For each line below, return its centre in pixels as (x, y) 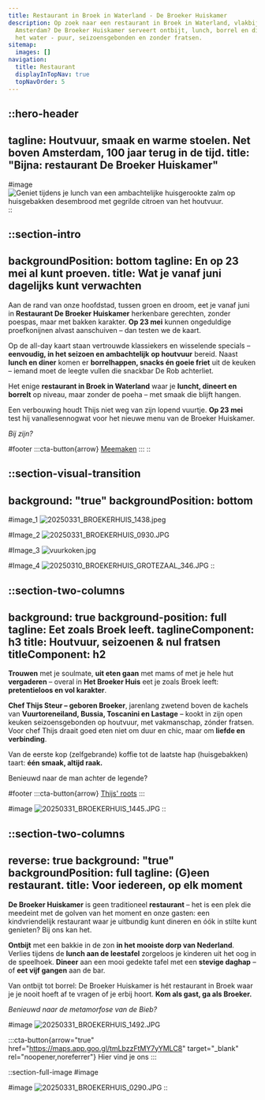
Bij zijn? (21, 433)
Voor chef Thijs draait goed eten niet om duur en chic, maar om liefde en (127, 731)
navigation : (28, 60)
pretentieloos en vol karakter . (58, 690)
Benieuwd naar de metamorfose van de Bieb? (83, 1009)
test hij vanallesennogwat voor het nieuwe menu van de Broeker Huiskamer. (131, 418)
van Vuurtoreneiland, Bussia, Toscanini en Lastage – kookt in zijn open (125, 714)
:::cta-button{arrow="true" (51, 1040)
